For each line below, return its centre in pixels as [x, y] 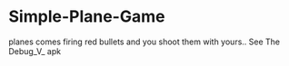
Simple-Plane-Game [87, 17]
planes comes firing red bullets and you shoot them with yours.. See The [144, 42]
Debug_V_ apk [35, 51]
